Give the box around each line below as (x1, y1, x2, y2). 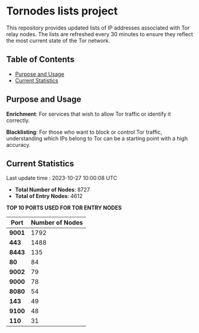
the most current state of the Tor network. (6, 37, 110, 44)
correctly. (6, 116, 30, 124)
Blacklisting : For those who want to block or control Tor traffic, (6, 128, 162, 135)
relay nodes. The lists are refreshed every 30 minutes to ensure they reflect (6, 30, 194, 37)
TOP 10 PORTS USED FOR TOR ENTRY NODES (6, 204, 122, 211)
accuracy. (6, 141, 31, 148)
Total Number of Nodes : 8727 (14, 186, 90, 193)
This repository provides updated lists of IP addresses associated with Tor (6, 24, 190, 31)
